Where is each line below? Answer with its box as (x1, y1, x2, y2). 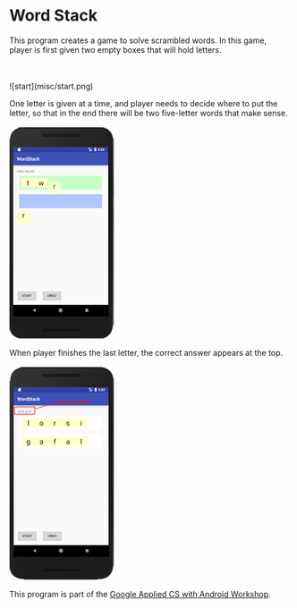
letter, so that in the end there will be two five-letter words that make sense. (9, 107, 288, 118)
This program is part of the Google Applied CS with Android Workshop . (9, 588, 271, 599)
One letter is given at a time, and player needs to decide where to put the (9, 97, 278, 108)
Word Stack (9, 5, 98, 26)
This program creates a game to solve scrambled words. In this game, (9, 35, 267, 46)
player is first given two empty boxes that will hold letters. (9, 44, 222, 55)
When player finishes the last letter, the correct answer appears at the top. (9, 347, 284, 358)
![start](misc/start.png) (9, 80, 94, 91)
